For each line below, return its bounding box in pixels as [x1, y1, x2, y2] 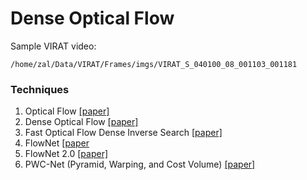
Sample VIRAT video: [10, 40, 97, 52]
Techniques [10, 82, 70, 96]
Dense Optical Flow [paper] [24, 116, 139, 128]
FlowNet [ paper [24, 137, 90, 149]
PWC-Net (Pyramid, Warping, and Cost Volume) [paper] [24, 158, 256, 171]
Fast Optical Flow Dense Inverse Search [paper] [24, 127, 223, 139]
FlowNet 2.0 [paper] [24, 148, 109, 160]
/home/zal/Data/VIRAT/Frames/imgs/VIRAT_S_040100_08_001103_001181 [10, 59, 298, 69]
